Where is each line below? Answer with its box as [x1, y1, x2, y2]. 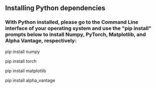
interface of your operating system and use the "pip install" [5, 25, 152, 32]
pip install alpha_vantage [5, 77, 55, 83]
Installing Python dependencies [5, 4, 105, 12]
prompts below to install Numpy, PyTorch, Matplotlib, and [5, 31, 146, 38]
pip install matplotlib [5, 68, 46, 74]
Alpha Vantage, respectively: [5, 37, 77, 44]
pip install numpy [5, 48, 40, 54]
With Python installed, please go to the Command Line [5, 19, 139, 26]
